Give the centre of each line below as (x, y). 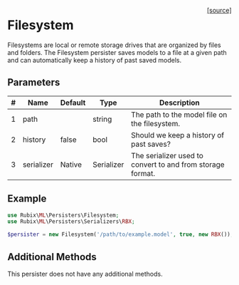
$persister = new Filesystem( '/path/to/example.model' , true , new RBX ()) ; (121, 234)
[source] (219, 10)
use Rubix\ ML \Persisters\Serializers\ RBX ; (71, 222)
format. (143, 173)
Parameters (34, 82)
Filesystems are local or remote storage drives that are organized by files (115, 45)
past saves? (151, 144)
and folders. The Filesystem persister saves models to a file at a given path (117, 52)
